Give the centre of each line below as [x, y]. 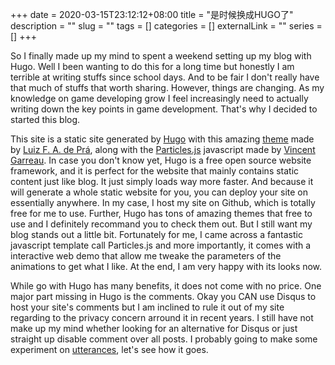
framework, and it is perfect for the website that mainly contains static [155, 171]
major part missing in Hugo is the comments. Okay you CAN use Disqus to [163, 296]
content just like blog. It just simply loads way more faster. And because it [162, 181]
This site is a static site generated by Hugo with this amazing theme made [162, 139]
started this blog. [45, 119]
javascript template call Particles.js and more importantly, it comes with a [161, 245]
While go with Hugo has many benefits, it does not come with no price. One [166, 286]
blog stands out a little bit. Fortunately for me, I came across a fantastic [156, 234]
